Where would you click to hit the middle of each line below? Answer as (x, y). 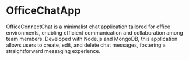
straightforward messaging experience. (53, 51)
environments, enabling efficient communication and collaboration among (95, 32)
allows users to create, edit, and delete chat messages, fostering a (86, 45)
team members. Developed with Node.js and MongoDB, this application (92, 39)
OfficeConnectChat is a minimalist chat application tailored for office (88, 27)
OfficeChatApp (43, 11)
